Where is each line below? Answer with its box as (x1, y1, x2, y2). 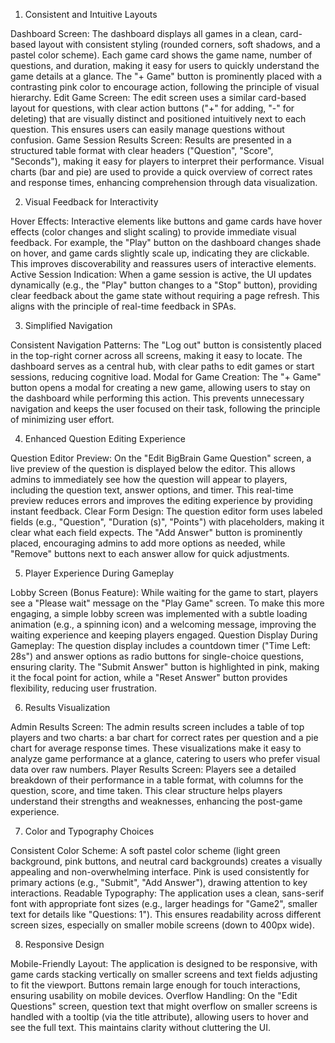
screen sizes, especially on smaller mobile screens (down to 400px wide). (10, 919, 315, 931)
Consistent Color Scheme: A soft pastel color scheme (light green (10, 845, 281, 856)
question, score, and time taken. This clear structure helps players (10, 785, 283, 796)
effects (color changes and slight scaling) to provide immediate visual (10, 226, 297, 238)
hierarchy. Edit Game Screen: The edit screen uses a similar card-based (10, 92, 307, 103)
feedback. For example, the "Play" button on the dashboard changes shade (10, 237, 322, 248)
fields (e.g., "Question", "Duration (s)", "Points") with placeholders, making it (10, 516, 325, 528)
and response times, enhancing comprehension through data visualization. (10, 177, 318, 188)
